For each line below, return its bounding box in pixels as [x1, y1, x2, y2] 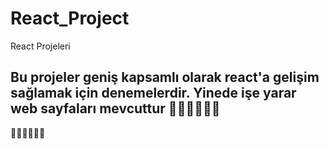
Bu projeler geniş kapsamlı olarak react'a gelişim [10, 69, 320, 86]
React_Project [10, 7, 130, 30]
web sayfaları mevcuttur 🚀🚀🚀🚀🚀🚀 [10, 100, 221, 117]
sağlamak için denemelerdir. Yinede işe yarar [10, 85, 297, 102]
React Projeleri [10, 40, 71, 52]
